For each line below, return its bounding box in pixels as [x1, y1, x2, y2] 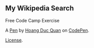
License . [5, 37, 23, 43]
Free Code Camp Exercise [5, 17, 60, 23]
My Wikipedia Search [5, 4, 74, 13]
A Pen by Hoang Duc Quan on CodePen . [5, 27, 89, 33]
